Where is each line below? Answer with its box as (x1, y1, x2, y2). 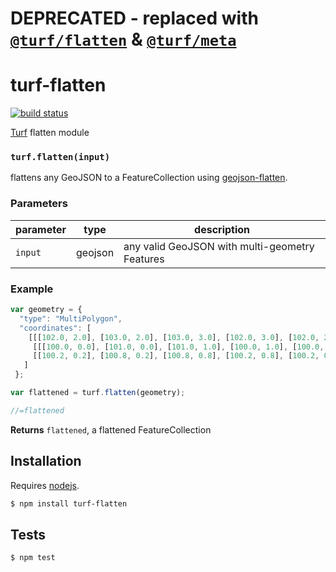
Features (123, 252, 165, 266)
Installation (10, 453, 82, 470)
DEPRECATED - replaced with (10, 7, 259, 30)
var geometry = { (10, 305, 83, 315)
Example (10, 282, 54, 296)
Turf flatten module (10, 127, 90, 139)
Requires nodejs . (10, 479, 80, 491)
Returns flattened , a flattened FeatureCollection (10, 423, 212, 436)
